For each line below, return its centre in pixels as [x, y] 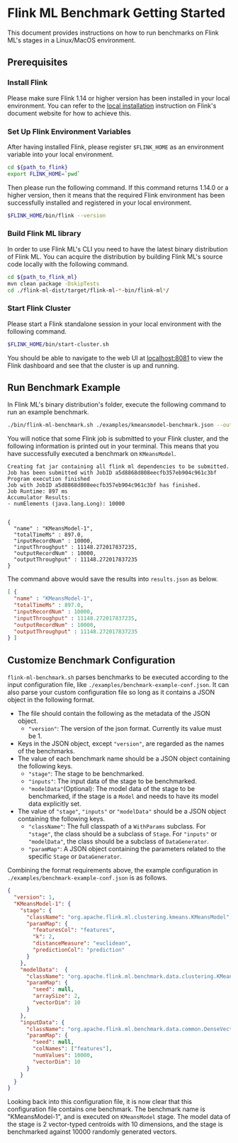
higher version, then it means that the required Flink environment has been [116, 195]
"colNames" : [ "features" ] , [73, 1049]
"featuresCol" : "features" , [74, 930]
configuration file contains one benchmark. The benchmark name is [106, 1109]
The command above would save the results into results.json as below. [113, 579]
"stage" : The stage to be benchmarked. [86, 774]
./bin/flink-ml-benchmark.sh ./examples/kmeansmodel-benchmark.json [110, 425]
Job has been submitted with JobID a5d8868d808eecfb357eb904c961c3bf [112, 473]
